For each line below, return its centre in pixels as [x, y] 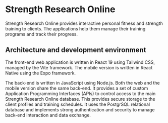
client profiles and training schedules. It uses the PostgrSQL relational [78, 104]
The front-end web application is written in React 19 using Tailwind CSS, [80, 62]
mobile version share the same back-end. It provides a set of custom [77, 88]
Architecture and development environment [76, 50]
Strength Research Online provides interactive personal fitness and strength [84, 23]
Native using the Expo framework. [41, 73]
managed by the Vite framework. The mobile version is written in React [79, 67]
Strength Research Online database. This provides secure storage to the [80, 99]
